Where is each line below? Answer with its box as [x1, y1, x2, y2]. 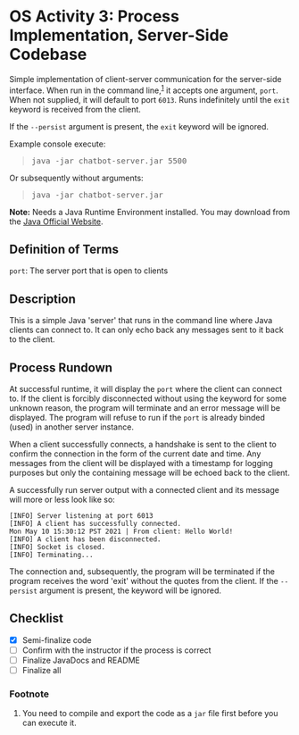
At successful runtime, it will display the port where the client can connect [9, 384, 283, 395]
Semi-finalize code [21, 634, 92, 645]
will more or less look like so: [9, 494, 116, 505]
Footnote [9, 688, 49, 700]
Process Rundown [9, 360, 113, 375]
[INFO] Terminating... [9, 551, 94, 560]
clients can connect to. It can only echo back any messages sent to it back [9, 324, 284, 336]
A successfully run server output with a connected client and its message [9, 485, 279, 496]
